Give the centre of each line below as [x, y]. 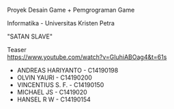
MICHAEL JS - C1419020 [52, 92]
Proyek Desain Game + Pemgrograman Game [71, 10]
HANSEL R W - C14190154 [54, 99]
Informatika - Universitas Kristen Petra [61, 23]
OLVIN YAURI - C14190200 [54, 77]
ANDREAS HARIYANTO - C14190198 [68, 70]
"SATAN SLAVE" [30, 36]
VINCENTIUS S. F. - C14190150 [60, 85]
